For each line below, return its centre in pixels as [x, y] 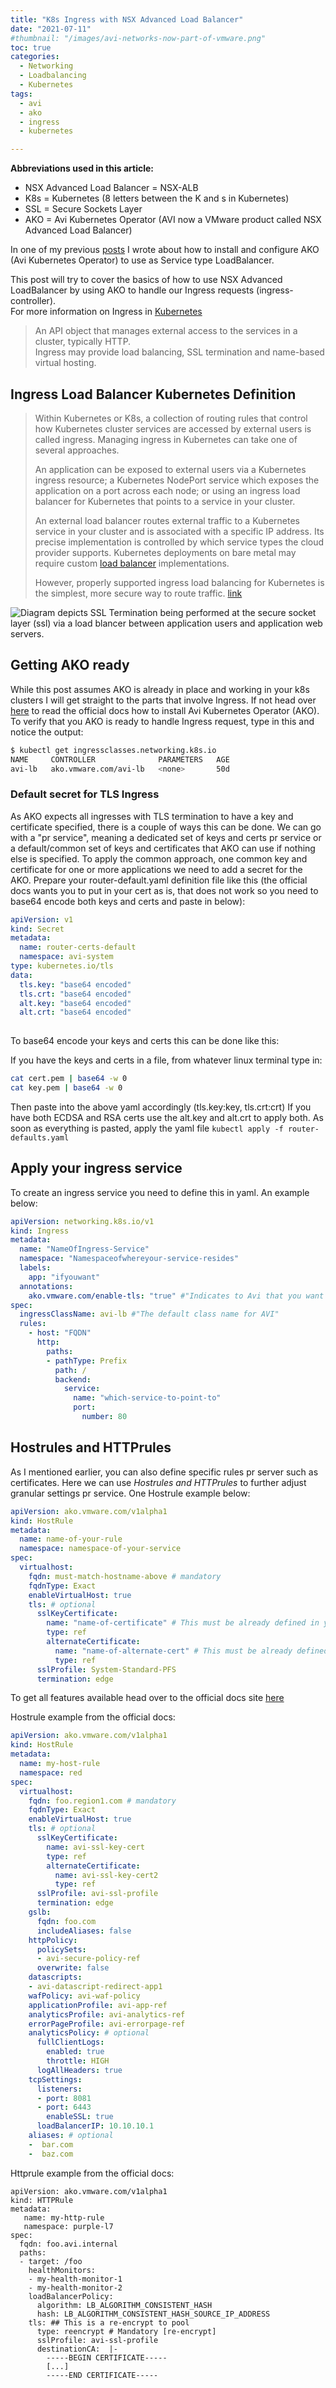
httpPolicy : [53, 1940]
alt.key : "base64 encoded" [75, 1003]
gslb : [40, 1912]
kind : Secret [37, 929]
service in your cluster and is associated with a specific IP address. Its [179, 531]
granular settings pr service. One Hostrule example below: [130, 1493]
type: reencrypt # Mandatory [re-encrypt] [126, 2331]
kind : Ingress [40, 1231]
